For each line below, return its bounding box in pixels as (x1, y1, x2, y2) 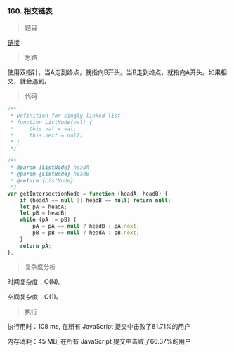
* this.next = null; (10, 132, 83, 139)
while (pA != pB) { (20, 216, 77, 224)
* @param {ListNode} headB (10, 170, 90, 178)
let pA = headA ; (20, 203, 68, 210)
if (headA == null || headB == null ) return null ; (20, 196, 171, 204)
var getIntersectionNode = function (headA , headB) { (7, 190, 169, 197)
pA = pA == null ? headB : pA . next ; (32, 223, 140, 230)
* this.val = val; (10, 125, 77, 133)
